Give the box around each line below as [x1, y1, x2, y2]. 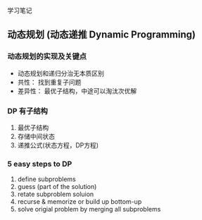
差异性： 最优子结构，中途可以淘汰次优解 [17, 87, 137, 95]
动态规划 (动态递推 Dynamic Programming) [7, 29, 196, 41]
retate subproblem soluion [17, 190, 94, 199]
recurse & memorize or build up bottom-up [17, 197, 142, 206]
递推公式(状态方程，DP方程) [17, 140, 99, 149]
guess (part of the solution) [17, 183, 97, 191]
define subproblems [17, 175, 76, 183]
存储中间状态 [17, 132, 55, 140]
